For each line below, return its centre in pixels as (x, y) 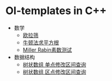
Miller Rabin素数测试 (47, 50)
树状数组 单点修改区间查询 (54, 64)
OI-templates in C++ (56, 11)
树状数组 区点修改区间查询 (54, 72)
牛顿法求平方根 (41, 42)
